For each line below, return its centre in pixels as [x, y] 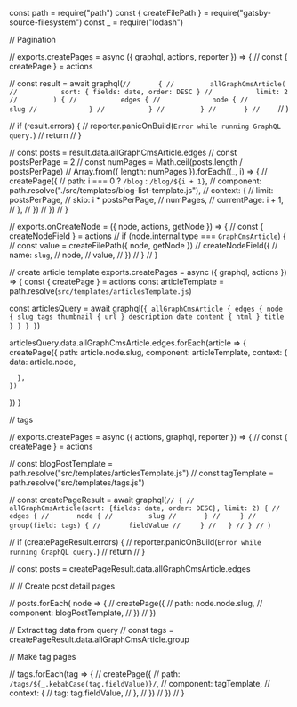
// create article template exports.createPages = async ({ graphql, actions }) [148, 272]
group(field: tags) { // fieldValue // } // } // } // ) [140, 525]
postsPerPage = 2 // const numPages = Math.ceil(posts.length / [126, 162]
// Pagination [32, 40]
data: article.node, [43, 362]
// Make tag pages [43, 657]
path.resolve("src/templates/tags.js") [77, 483]
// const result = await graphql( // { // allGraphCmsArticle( [148, 83]
